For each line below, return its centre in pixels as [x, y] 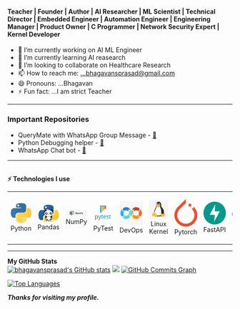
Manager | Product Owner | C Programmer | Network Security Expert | [114, 26]
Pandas [49, 227]
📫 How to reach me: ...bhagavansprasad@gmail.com [96, 74]
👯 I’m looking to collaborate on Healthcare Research [94, 65]
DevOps [131, 230]
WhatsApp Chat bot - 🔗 [52, 150]
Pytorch [186, 232]
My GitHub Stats [32, 261]
